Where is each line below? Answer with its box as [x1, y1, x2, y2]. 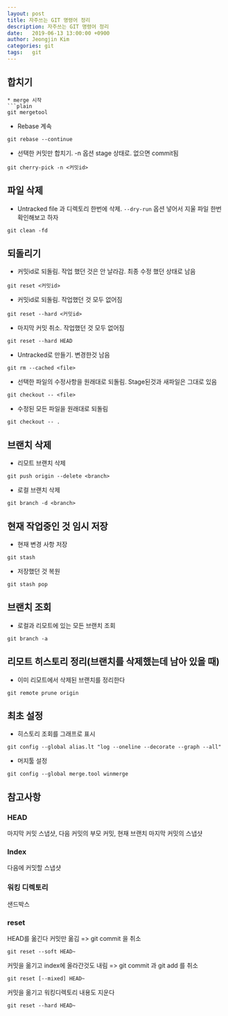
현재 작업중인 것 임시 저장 [7, 520, 109, 532]
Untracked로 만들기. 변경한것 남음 [17, 350, 110, 359]
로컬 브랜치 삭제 [17, 486, 60, 494]
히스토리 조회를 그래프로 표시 [17, 729, 96, 738]
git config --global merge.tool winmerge [7, 771, 129, 777]
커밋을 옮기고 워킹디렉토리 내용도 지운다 [7, 988, 115, 997]
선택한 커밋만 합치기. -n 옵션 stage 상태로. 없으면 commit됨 [17, 149, 179, 157]
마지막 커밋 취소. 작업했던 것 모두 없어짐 [17, 324, 125, 332]
